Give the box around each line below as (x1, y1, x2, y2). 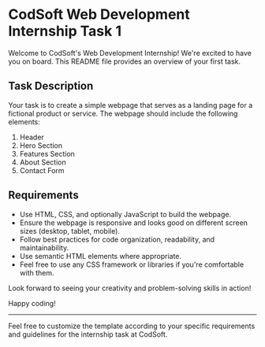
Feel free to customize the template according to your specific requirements (8, 321, 256, 330)
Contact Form (19, 165, 65, 175)
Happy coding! (8, 298, 57, 308)
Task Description (8, 79, 94, 93)
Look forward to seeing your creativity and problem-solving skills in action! (8, 283, 252, 293)
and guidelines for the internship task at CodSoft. (8, 329, 168, 339)
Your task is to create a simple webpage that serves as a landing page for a (8, 100, 253, 109)
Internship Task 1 (8, 22, 122, 40)
